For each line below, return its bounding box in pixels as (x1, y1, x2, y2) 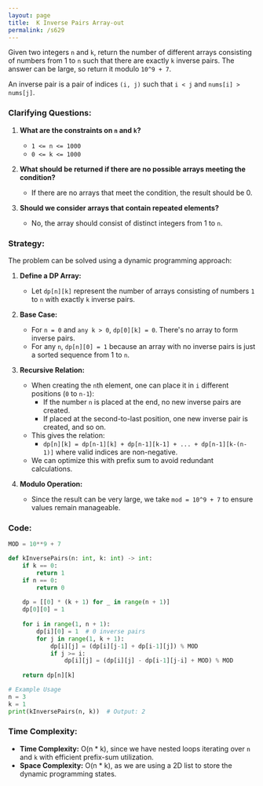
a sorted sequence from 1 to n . (31, 350, 130, 359)
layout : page (8, 11, 51, 20)
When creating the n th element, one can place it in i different (31, 380, 229, 390)
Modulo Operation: (19, 479, 83, 488)
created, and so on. (42, 422, 106, 432)
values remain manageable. (31, 502, 121, 512)
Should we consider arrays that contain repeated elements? (19, 203, 220, 212)
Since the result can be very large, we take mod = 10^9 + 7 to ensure (31, 494, 254, 504)
